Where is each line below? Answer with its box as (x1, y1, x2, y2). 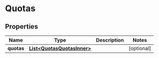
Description (96, 37, 124, 43)
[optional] (128, 45, 151, 52)
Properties (5, 22, 38, 31)
